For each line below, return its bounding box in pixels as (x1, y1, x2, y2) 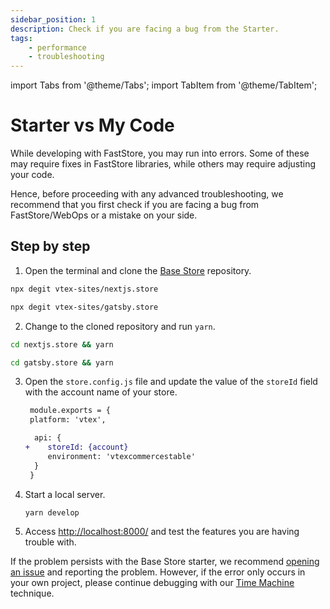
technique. (10, 587, 55, 599)
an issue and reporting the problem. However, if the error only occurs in (10, 566, 306, 578)
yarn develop (24, 507, 80, 518)
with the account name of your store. (24, 386, 178, 398)
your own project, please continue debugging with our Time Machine (10, 576, 295, 588)
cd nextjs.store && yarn (10, 339, 114, 350)
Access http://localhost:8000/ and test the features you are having (24, 525, 300, 537)
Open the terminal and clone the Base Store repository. (24, 264, 252, 276)
